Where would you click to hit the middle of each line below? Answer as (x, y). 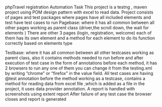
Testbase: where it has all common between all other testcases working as (80, 53)
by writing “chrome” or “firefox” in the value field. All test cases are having (79, 73)
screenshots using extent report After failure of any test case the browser (78, 94)
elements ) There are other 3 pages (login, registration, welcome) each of (78, 33)
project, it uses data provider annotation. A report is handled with (70, 89)
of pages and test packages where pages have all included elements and (78, 17)
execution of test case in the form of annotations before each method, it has (81, 63)
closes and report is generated (36, 99)
